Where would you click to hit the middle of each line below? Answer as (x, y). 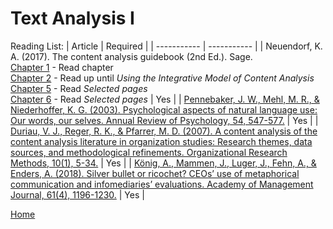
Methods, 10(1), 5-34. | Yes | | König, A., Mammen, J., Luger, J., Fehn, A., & (163, 163)
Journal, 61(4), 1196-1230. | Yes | (77, 194)
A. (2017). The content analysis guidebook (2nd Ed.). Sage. (131, 56)
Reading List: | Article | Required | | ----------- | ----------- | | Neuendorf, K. (166, 46)
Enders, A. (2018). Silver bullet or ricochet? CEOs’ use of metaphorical (155, 173)
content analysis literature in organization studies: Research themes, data (161, 141)
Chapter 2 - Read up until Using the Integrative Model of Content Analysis (162, 78)
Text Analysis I (72, 18)
